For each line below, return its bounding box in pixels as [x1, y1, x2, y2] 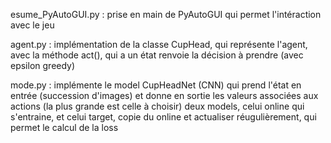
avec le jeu [10, 19, 55, 31]
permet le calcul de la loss [10, 122, 119, 133]
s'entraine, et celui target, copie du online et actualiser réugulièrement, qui [10, 111, 317, 123]
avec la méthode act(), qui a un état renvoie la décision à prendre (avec [10, 49, 304, 61]
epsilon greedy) [10, 60, 76, 71]
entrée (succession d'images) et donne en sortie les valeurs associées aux [10, 90, 319, 101]
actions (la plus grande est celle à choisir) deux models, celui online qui [10, 100, 305, 112]
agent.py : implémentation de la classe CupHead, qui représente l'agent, [10, 39, 308, 50]
